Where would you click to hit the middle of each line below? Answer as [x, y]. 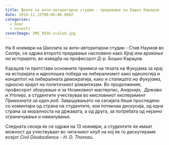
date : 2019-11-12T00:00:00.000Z [39, 15]
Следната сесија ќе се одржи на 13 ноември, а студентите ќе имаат [79, 126]
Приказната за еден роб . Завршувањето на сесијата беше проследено [82, 101]
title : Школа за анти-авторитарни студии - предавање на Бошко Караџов [82, 10]
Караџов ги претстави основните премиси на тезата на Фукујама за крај [84, 68]
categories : [18, 19]
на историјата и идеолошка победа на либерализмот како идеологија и [83, 74]
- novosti [20, 29]
